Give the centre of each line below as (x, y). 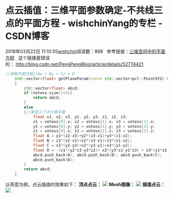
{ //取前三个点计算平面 (45, 112)
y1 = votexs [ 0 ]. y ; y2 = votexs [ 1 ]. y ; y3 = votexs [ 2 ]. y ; (94, 126)
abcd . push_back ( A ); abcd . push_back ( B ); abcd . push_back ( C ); (97, 155)
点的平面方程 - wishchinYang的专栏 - (84, 23)
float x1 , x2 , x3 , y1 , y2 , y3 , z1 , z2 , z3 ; (80, 117)
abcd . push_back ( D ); (54, 160)
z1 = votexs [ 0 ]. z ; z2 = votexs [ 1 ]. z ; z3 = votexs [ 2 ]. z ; (94, 131)
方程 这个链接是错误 (28, 57)
